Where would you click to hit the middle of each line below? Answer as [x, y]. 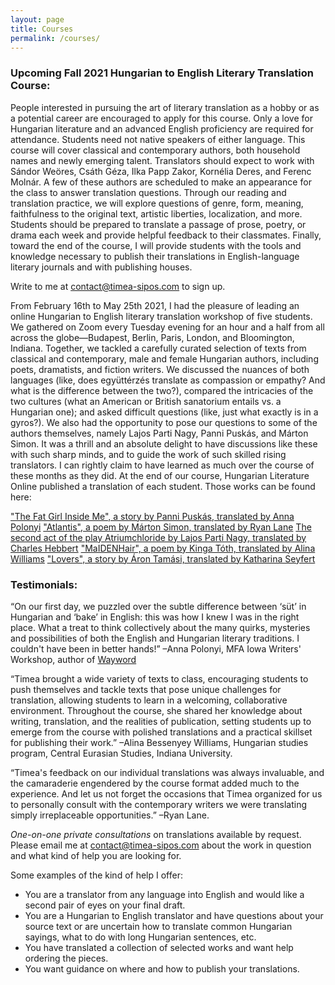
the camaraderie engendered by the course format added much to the [155, 783]
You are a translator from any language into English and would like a [164, 894]
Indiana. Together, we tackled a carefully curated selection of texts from [158, 348]
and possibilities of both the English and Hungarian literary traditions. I [155, 638]
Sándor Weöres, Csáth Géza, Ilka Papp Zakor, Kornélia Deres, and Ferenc [161, 171]
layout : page [37, 19]
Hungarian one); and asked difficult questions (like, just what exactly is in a [164, 412]
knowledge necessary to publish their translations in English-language [155, 256]
